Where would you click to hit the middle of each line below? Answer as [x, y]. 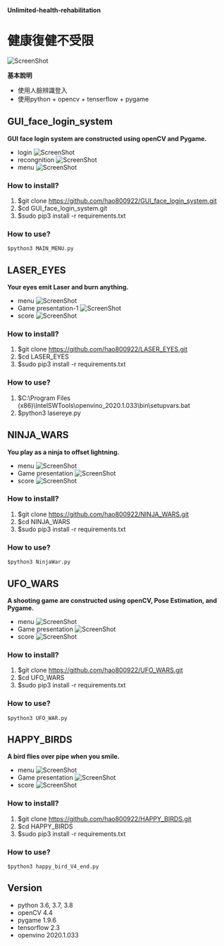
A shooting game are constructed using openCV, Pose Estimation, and [112, 600]
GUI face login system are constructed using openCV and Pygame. [107, 138]
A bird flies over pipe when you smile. [63, 757]
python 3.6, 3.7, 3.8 [45, 905]
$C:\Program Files [44, 398]
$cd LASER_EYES [43, 357]
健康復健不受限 [51, 41]
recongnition [36, 160]
